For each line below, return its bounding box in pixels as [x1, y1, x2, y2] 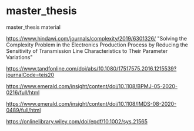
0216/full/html [6, 89, 40, 96]
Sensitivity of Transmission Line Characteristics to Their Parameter [6, 47, 168, 54]
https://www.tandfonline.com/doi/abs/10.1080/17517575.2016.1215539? [6, 65, 177, 72]
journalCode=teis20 [6, 71, 55, 78]
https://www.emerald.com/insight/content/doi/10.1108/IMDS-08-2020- [6, 100, 177, 107]
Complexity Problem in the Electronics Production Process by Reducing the [6, 41, 188, 48]
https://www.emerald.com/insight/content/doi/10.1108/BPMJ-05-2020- [6, 82, 178, 89]
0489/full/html [6, 106, 41, 113]
